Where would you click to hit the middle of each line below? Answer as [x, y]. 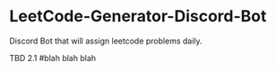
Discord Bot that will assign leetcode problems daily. [106, 41]
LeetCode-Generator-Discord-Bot [138, 16]
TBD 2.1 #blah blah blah [53, 58]
